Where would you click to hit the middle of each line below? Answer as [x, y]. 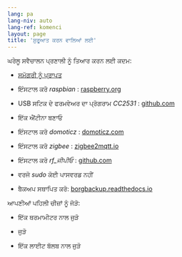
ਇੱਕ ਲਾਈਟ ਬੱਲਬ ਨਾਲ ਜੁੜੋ [49, 246]
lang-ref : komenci [35, 27]
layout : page [27, 34]
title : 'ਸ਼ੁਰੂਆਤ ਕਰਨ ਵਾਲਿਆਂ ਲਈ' [52, 41]
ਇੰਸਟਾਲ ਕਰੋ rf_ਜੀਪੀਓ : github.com [65, 160]
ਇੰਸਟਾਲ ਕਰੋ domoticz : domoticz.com [71, 132]
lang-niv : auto [30, 21]
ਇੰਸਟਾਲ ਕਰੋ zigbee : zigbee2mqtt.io [68, 146]
